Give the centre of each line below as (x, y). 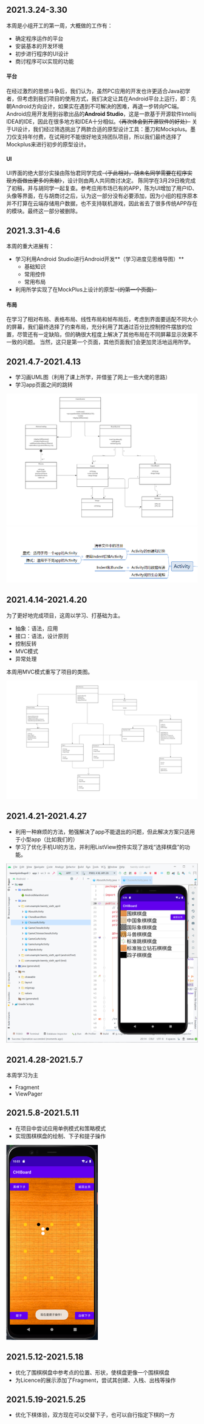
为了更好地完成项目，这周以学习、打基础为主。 (65, 615)
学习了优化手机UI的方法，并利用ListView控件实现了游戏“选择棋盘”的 (100, 847)
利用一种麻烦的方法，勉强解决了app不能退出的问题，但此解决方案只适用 (105, 832)
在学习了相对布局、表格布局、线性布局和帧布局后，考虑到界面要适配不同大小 (102, 319)
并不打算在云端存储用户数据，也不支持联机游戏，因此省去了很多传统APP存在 (102, 204)
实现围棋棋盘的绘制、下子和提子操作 (60, 1136)
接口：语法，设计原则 (42, 636)
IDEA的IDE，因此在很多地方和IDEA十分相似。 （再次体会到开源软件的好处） (99, 122)
